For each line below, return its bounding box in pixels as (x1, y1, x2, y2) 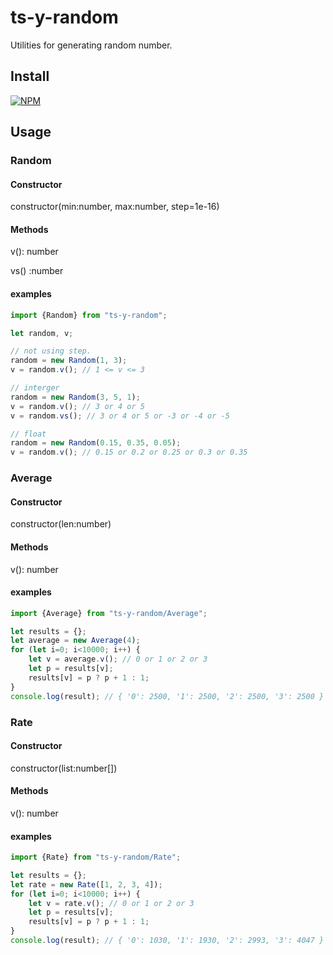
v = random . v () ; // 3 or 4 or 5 (10, 401, 145, 411)
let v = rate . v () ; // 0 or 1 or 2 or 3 (28, 898, 195, 908)
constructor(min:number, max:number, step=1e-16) (10, 201, 220, 213)
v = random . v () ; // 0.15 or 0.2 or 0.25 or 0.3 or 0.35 (10, 447, 248, 458)
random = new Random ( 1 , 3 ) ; (10, 356, 128, 366)
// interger (10, 383, 60, 393)
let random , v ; (10, 328, 74, 338)
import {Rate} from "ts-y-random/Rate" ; (10, 852, 182, 863)
